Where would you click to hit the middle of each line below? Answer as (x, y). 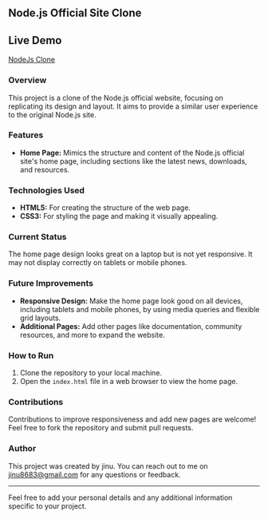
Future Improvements (51, 283)
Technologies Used (47, 190)
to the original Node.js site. (53, 114)
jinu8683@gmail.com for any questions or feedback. (95, 474)
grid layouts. (40, 318)
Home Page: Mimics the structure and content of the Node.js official (132, 153)
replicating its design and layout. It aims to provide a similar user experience (133, 106)
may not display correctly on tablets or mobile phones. (98, 263)
